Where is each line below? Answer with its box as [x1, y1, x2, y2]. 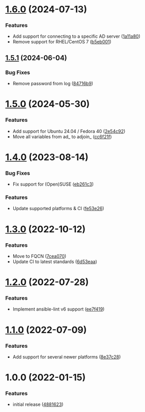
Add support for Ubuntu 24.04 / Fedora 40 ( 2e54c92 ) [12, 128, 126, 134]
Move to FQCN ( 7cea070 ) [12, 253, 67, 259]
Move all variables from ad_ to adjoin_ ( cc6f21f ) [12, 134, 112, 140]
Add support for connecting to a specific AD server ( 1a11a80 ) [12, 33, 141, 39]
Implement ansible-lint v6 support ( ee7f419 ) [12, 306, 105, 312]
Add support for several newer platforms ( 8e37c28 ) [12, 353, 121, 360]
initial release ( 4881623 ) [12, 401, 64, 407]
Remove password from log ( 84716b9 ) [12, 81, 93, 87]
